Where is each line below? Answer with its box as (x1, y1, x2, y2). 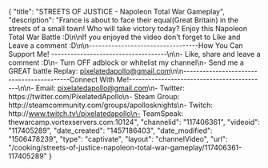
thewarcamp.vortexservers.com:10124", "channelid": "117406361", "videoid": (8, 118, 260, 126)
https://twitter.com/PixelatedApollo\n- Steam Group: (8, 92, 180, 101)
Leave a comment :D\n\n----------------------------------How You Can (8, 41, 244, 50)
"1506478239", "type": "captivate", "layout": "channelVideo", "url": (8, 134, 228, 143)
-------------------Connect (8, 75, 98, 84)
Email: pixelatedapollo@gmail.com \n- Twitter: (35, 83, 186, 93)
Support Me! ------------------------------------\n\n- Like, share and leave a (8, 50, 262, 58)
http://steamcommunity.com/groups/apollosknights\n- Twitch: (8, 100, 214, 110)
